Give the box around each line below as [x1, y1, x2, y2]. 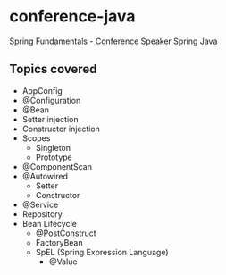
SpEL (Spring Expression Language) [35, 246, 169, 257]
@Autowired [21, 171, 69, 181]
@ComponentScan [21, 161, 92, 171]
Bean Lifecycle [21, 218, 78, 229]
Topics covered [9, 62, 97, 77]
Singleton [35, 142, 71, 153]
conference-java [9, 6, 136, 27]
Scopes [21, 132, 51, 144]
